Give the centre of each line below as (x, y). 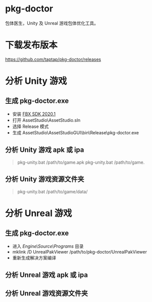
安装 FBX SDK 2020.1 (34, 114)
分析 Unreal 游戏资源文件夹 (47, 293)
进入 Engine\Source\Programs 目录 (48, 246)
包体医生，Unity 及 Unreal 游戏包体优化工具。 (52, 23)
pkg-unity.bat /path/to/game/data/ (52, 191)
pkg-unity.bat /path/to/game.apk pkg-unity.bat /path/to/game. (81, 162)
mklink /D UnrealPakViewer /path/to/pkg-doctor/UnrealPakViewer (80, 252)
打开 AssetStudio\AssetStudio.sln (46, 120)
